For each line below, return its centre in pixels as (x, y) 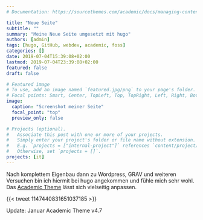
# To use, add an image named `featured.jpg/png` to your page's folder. (101, 90)
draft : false (23, 73)
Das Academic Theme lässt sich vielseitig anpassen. (72, 187)
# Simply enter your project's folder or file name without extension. (101, 140)
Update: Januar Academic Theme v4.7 (54, 210)
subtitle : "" (23, 28)
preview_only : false (37, 118)
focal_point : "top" (36, 112)
